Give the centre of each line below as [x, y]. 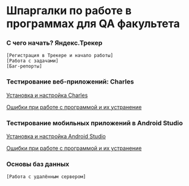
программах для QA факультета [93, 24]
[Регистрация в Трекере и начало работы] [60, 56]
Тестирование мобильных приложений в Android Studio [95, 123]
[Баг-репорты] [24, 66]
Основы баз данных [38, 164]
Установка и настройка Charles [47, 95]
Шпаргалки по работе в [69, 11]
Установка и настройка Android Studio [56, 136]
